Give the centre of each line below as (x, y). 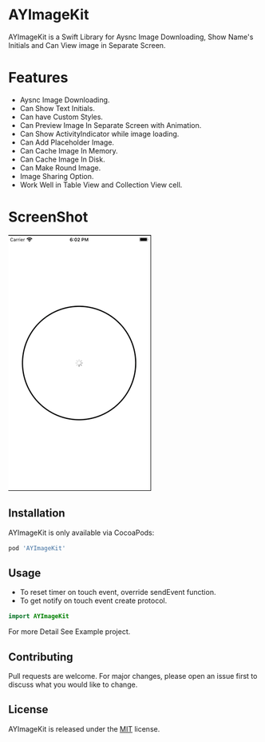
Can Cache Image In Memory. (69, 150)
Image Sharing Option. (57, 176)
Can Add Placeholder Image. (67, 142)
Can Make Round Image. (60, 168)
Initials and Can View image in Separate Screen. (87, 45)
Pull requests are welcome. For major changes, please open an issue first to (133, 676)
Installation (37, 513)
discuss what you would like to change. (73, 684)
